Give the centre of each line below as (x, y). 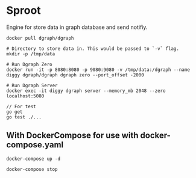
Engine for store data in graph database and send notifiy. (77, 27)
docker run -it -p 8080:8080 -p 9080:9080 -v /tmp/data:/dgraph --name (98, 70)
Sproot (24, 11)
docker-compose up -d (33, 159)
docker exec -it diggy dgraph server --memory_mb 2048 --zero (86, 91)
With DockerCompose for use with (72, 136)
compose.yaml (35, 145)
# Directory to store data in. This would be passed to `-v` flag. (93, 49)
